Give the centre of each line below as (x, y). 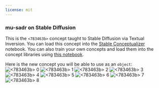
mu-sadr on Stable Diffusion (40, 27)
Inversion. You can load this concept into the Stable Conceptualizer (75, 44)
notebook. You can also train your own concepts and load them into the (79, 49)
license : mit (19, 10)
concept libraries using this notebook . (45, 54)
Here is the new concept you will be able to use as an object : (69, 64)
